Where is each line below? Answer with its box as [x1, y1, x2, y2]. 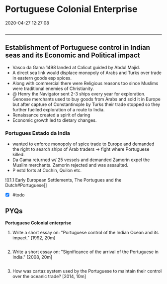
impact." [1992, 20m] [12, 235, 56, 241]
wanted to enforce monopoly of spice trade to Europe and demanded [12, 141, 155, 147]
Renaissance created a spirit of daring [12, 112, 90, 118]
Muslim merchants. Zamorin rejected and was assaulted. [12, 162, 128, 168]
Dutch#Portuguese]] [5, 183, 47, 189]
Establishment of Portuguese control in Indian [5, 43, 151, 52]
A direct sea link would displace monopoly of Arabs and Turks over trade [12, 70, 162, 76]
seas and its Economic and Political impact [5, 51, 140, 60]
